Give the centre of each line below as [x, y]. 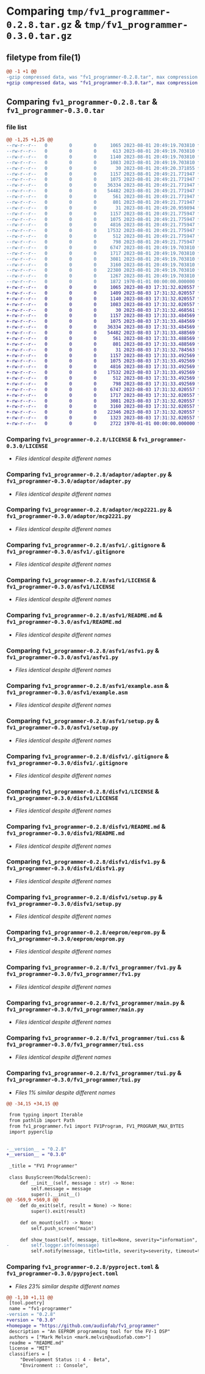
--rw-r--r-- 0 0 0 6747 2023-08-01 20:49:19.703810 [101, 248]
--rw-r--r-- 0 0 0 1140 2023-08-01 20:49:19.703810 [101, 157]
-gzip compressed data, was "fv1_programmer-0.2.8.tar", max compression [102, 77]
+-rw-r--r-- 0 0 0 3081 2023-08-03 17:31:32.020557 [101, 401]
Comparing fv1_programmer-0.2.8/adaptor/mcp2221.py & [89, 510]
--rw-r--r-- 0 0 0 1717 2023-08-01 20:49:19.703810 [101, 253]
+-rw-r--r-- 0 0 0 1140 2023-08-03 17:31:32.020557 [101, 298]
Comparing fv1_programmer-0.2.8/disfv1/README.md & [86, 826]
